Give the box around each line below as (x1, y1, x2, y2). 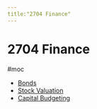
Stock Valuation (17, 86, 64, 95)
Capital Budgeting (17, 93, 71, 102)
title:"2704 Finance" (7, 10, 72, 18)
